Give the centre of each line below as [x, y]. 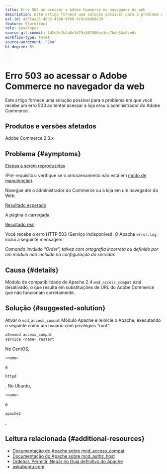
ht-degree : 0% [20, 47]
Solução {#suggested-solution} [55, 308]
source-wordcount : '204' [31, 42]
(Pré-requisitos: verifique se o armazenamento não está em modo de [76, 176]
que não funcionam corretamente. [40, 292]
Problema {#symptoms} [43, 154]
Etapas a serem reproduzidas [35, 166]
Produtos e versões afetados [51, 126]
